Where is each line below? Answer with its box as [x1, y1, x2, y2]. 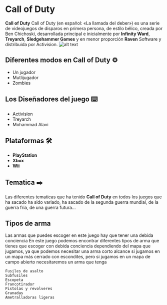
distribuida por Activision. [5, 41, 58, 47]
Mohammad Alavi [12, 121, 48, 127]
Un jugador [12, 69, 36, 75]
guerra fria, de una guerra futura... [5, 204, 76, 211]
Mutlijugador [12, 74, 39, 81]
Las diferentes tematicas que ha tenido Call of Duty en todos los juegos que [5, 194, 162, 200]
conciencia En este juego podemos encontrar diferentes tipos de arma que [5, 238, 159, 243]
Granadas [5, 290, 23, 295]
